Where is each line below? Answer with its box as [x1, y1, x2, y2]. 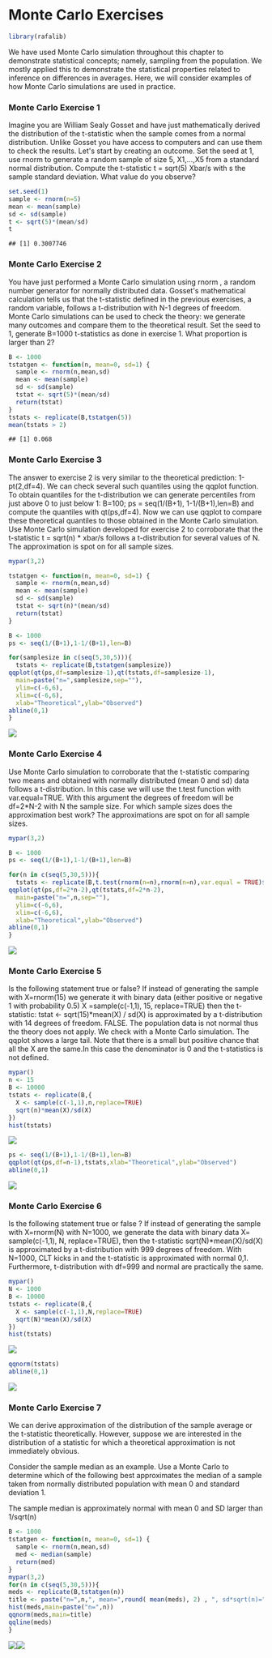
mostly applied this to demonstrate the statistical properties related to [8, 64, 240, 74]
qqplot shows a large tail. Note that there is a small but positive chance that [8, 1036, 259, 1045]
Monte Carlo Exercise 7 [8, 1402, 102, 1413]
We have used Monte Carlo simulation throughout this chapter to [8, 47, 224, 57]
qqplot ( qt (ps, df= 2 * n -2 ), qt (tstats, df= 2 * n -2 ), [8, 886, 165, 894]
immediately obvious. [8, 1446, 79, 1456]
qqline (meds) [8, 1618, 53, 1626]
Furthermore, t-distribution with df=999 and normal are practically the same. [8, 1262, 264, 1271]
